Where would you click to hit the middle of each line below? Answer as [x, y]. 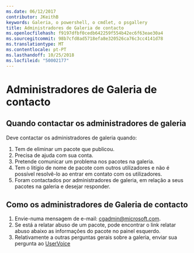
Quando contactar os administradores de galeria [96, 124]
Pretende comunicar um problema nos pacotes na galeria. [84, 161]
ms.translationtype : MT [35, 45]
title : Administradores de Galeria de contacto [65, 28]
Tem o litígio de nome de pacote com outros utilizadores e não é [92, 167]
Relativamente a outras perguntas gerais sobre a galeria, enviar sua [96, 237]
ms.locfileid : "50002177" [37, 60]
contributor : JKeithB [32, 17]
